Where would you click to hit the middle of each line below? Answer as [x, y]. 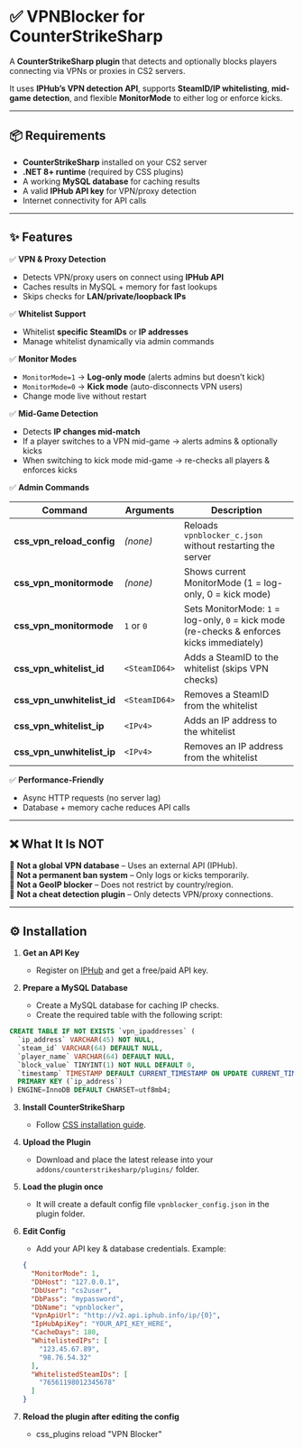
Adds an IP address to [230, 720]
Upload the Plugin [57, 1142]
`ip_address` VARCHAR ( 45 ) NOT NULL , [86, 1040]
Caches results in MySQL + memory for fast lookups [120, 287]
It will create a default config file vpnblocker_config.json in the [153, 1205]
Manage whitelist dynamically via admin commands [118, 341]
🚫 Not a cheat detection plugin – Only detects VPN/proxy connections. [141, 894]
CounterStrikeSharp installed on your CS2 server [115, 162]
